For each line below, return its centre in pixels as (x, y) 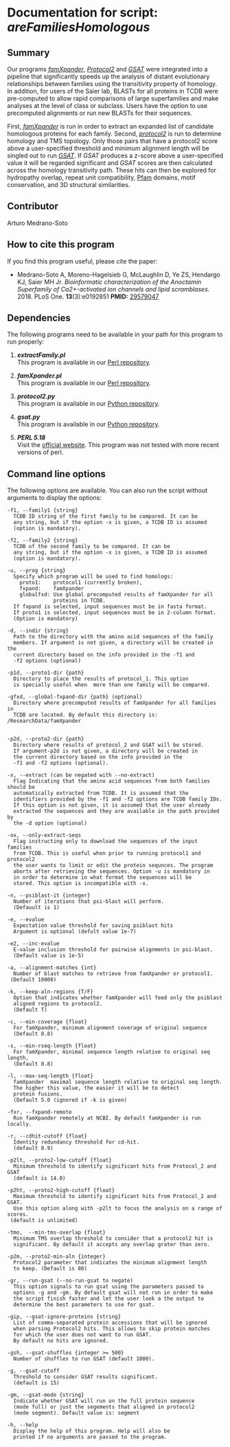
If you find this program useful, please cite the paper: (82, 261)
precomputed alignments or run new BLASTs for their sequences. (100, 113)
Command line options (57, 474)
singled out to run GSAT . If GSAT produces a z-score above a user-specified (115, 155)
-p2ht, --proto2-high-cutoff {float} (61, 1190)
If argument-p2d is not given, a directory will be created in (105, 751)
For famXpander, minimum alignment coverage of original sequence (110, 1028)
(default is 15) (36, 1383)
